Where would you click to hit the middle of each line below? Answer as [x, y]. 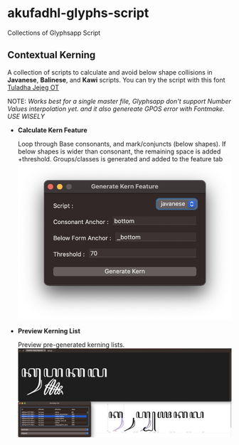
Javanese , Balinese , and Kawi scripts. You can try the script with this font [116, 80]
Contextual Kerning [52, 55]
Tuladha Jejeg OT [33, 87]
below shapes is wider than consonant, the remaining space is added [119, 151]
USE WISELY [26, 116]
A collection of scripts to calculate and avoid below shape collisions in [110, 72]
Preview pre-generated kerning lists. [71, 345]
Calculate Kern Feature [52, 130]
